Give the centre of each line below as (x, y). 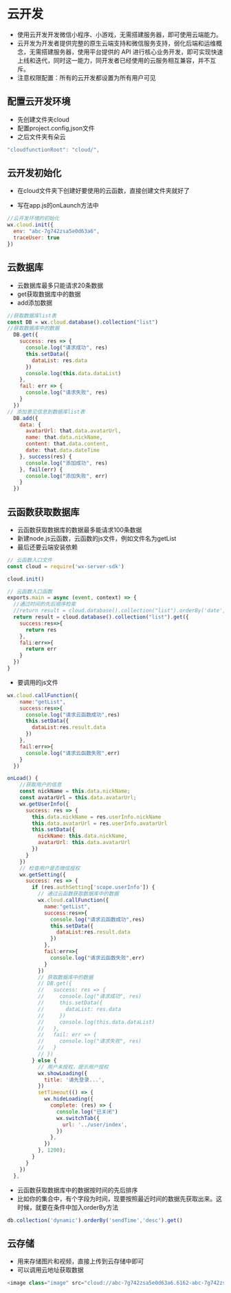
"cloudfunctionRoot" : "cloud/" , (53, 150)
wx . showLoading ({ (63, 1073)
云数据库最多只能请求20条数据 (60, 285)
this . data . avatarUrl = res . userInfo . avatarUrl (100, 823)
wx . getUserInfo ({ (44, 804)
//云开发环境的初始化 (33, 219)
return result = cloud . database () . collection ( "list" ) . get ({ (101, 617)
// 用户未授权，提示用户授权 (73, 1067)
